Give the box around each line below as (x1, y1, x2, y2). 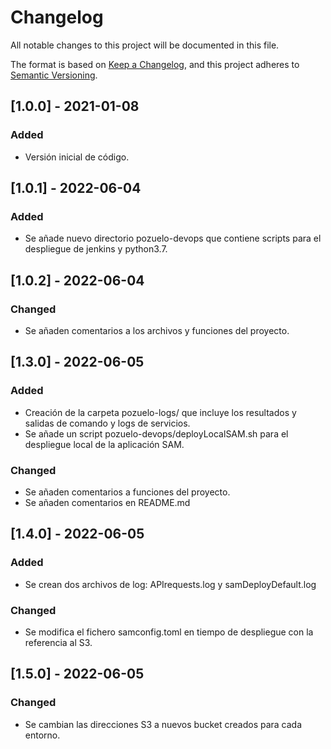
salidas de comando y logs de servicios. (24, 417, 191, 429)
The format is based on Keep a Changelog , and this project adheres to (10, 58, 300, 70)
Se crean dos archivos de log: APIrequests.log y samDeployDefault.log (24, 578, 317, 590)
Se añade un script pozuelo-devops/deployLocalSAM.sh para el (24, 427, 289, 440)
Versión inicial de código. (24, 151, 130, 163)
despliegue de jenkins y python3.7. (24, 243, 168, 255)
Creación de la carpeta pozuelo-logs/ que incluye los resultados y (24, 406, 297, 418)
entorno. (24, 729, 61, 741)
